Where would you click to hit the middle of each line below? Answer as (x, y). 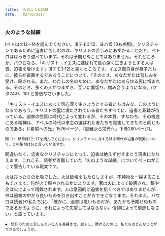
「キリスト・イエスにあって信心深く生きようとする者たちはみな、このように (82, 104)
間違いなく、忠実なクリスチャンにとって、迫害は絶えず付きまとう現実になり (82, 154)
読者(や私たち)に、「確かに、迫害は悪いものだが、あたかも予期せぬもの (85, 201)
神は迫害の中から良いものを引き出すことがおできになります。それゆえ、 (78, 195)
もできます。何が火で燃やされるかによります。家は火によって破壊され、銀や (82, 183)
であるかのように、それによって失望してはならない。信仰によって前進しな (80, 207)
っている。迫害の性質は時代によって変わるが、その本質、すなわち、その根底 (82, 116)
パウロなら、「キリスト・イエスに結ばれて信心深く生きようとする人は (83, 63)
